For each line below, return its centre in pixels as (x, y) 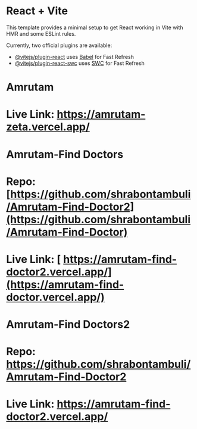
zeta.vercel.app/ (48, 127)
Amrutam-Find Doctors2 (68, 325)
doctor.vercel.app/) (56, 297)
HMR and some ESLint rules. (41, 33)
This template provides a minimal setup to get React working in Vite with (95, 27)
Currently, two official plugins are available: (59, 45)
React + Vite (37, 11)
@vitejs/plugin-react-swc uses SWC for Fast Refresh (79, 63)
